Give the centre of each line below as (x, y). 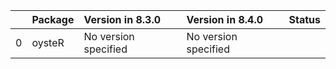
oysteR (48, 42)
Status (304, 19)
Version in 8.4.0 (225, 19)
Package (53, 19)
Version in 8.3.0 (122, 19)
